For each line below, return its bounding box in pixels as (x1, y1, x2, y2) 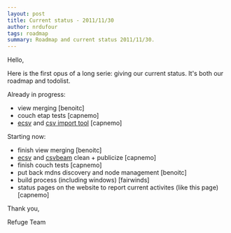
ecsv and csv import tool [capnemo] (17, 119, 122, 127)
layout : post (7, 10, 45, 18)
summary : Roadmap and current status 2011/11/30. (7, 36, 155, 44)
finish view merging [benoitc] (17, 146, 102, 154)
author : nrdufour (7, 23, 58, 30)
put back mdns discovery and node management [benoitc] (17, 168, 187, 177)
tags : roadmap (7, 29, 49, 37)
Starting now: (7, 133, 46, 141)
